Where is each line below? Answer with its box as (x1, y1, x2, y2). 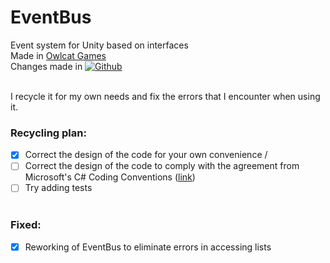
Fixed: (10, 218, 42, 232)
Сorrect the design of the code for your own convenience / (24, 149, 268, 161)
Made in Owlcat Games (10, 49, 107, 61)
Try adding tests (24, 182, 93, 194)
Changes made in (10, 60, 83, 72)
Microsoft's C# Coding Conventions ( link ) (24, 171, 196, 183)
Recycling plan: (10, 126, 87, 140)
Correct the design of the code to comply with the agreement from (24, 160, 300, 172)
